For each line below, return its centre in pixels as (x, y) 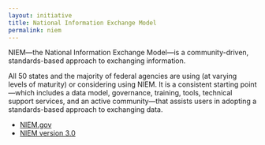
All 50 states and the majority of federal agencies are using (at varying (123, 76)
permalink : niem (35, 30)
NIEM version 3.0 (48, 133)
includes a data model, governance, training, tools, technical (134, 93)
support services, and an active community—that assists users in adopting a (132, 101)
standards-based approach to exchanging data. (86, 110)
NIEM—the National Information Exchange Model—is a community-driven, (129, 53)
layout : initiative (40, 15)
